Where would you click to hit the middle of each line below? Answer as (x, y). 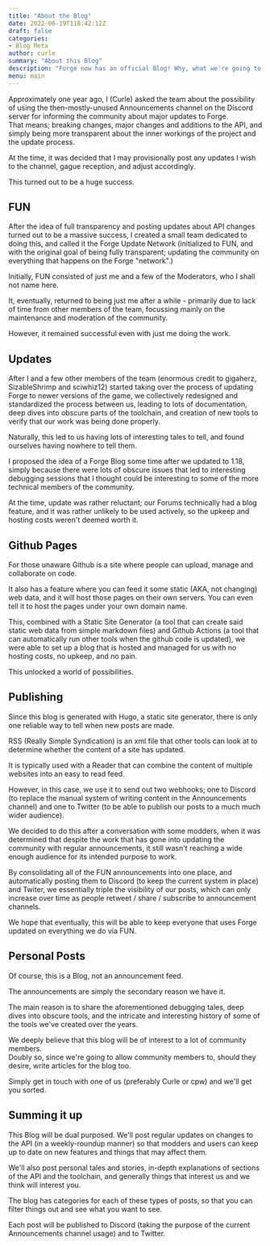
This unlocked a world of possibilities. (71, 672)
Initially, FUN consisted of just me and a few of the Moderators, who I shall (132, 276)
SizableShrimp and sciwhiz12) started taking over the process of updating (131, 387)
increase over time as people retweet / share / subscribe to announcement (132, 898)
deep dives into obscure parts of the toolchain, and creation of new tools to (133, 413)
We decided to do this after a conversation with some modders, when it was (135, 831)
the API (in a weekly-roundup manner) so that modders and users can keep (133, 1143)
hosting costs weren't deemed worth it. (73, 520)
